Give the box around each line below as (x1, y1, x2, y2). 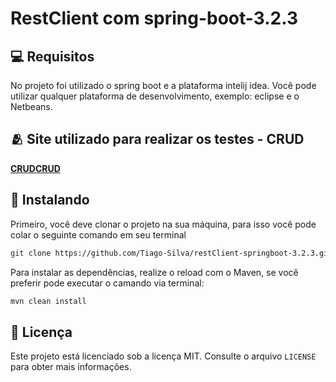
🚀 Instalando (10, 192, 90, 209)
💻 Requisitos (10, 48, 95, 65)
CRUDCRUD (10, 162, 61, 174)
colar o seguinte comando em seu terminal (10, 228, 187, 241)
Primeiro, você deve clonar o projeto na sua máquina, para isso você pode (10, 218, 317, 230)
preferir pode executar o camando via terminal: (10, 277, 205, 289)
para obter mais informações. (10, 361, 132, 373)
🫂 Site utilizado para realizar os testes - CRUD (10, 131, 305, 148)
